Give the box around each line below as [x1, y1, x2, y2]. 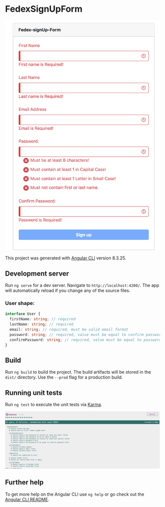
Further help [5, 478, 44, 486]
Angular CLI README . [5, 496, 50, 502]
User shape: [5, 300, 35, 306]
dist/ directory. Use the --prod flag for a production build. [5, 374, 123, 380]
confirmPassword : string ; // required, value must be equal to [9, 337, 141, 342]
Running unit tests [5, 388, 62, 397]
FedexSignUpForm [5, 3, 82, 15]
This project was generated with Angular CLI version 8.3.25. [5, 255, 127, 261]
